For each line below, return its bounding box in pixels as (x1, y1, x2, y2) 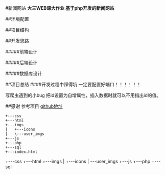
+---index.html (5, 149, 38, 154)
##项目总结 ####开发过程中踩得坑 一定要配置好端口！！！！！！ (5, 82, 142, 87)
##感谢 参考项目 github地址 (5, 103, 63, 109)
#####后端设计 (5, 60, 38, 66)
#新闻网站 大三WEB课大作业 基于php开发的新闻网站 (5, 5, 114, 11)
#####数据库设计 (5, 70, 42, 76)
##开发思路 (5, 38, 29, 44)
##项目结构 (5, 27, 29, 33)
